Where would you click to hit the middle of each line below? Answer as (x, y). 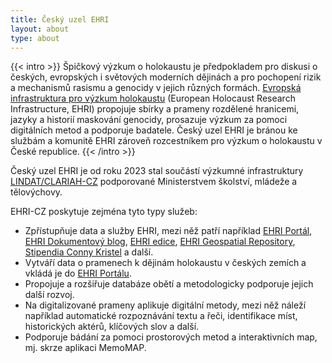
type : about (35, 38)
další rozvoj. (49, 295)
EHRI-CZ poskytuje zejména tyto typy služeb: (104, 212)
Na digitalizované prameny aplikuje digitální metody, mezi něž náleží (165, 305)
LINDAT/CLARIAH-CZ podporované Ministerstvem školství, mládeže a (154, 182)
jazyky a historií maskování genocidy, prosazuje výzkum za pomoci (149, 120)
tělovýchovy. (36, 192)
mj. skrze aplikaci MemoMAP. (85, 348)
